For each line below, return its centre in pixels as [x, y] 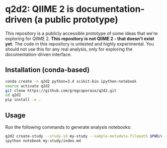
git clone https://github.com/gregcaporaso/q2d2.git [61, 91]
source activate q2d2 [28, 86]
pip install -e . [23, 100]
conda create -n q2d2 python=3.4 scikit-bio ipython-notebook [71, 81]
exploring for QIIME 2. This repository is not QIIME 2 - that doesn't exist [80, 39]
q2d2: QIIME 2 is [40, 9]
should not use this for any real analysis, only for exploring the [69, 49]
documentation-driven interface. [39, 54]
